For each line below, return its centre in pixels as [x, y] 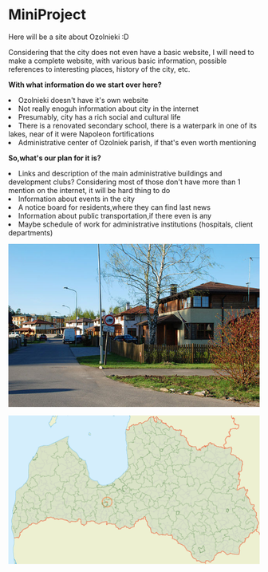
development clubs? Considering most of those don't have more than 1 [124, 182]
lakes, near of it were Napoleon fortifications [81, 134]
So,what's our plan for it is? [55, 158]
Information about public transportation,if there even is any [115, 215]
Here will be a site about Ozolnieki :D [69, 37]
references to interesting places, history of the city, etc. [99, 69]
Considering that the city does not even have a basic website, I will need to [131, 52]
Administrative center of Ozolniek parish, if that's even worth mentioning [138, 142]
